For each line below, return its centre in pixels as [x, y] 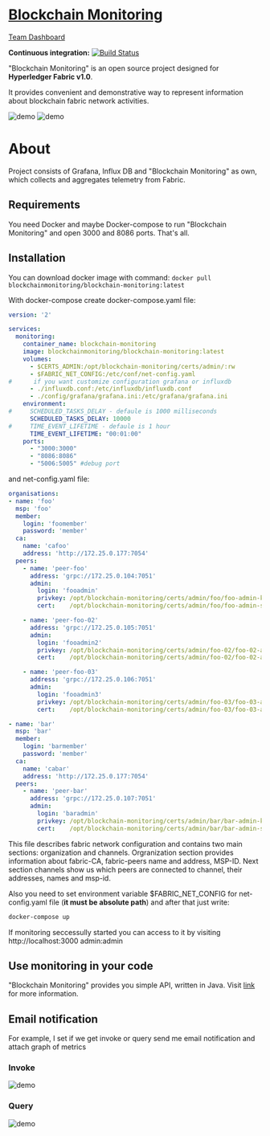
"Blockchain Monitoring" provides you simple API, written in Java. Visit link [132, 985]
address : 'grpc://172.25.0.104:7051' [93, 576]
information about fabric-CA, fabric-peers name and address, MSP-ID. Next [133, 860]
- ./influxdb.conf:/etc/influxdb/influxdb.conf [111, 389]
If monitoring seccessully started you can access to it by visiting [115, 932]
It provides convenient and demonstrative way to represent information [126, 92]
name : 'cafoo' [46, 546]
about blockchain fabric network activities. [79, 100]
